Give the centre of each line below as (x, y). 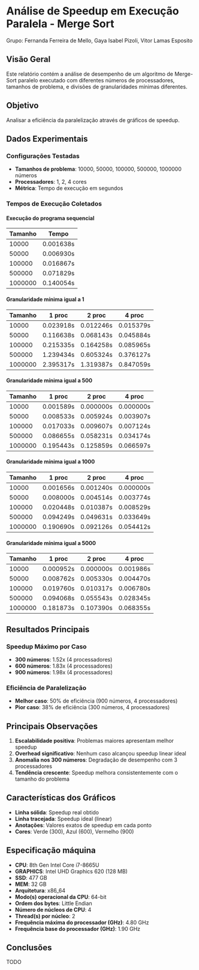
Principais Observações (52, 726)
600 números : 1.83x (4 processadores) (64, 666)
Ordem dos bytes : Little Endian (53, 903)
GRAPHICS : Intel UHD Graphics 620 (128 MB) (71, 871)
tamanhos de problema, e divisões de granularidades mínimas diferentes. (97, 87)
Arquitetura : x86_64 (40, 890)
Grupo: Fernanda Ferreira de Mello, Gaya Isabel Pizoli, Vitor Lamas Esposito (99, 40)
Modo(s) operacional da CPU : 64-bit (61, 897)
